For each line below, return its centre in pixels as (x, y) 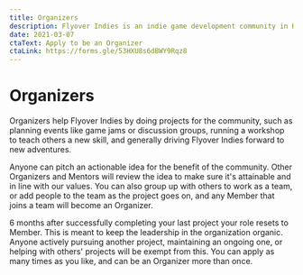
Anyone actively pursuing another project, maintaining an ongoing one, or (146, 242)
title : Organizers (44, 18)
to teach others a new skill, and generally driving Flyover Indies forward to (147, 140)
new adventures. (41, 150)
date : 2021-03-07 (42, 34)
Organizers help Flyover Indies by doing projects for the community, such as (151, 121)
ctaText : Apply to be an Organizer (76, 43)
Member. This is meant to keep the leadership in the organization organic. (147, 233)
